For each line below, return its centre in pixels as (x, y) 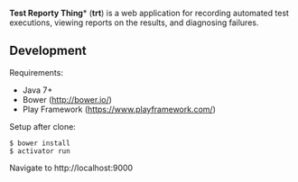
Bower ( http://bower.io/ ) (67, 99)
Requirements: (36, 72)
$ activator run (40, 151)
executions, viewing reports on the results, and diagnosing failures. (134, 23)
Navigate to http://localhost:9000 (71, 168)
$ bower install (40, 143)
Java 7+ (37, 90)
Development (48, 51)
